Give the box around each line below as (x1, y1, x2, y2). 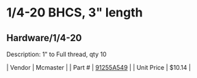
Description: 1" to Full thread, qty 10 (6, 50, 107, 58)
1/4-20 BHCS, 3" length (6, 5, 143, 21)
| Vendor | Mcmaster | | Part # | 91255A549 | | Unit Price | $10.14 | (6, 64, 191, 71)
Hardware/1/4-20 (6, 32, 83, 44)
